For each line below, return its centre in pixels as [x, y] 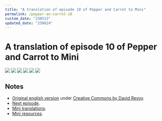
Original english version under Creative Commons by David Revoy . [78, 98]
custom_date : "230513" [28, 18]
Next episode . [26, 103]
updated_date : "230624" [29, 23]
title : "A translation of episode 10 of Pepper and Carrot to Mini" [75, 9]
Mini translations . [29, 108]
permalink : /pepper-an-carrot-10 [39, 14]
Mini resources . [28, 113]
